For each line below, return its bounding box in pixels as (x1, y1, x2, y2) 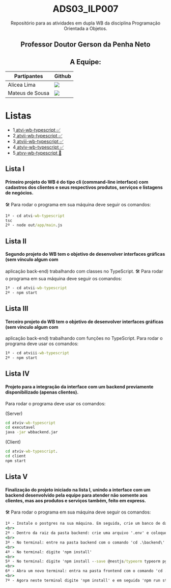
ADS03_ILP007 (52, 3, 119, 15)
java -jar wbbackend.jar (5, 430, 58, 435)
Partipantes (14, 72, 43, 80)
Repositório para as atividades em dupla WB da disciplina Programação (10, 20, 161, 26)
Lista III (5, 304, 28, 313)
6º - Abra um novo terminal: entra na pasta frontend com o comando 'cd (5, 569, 163, 574)
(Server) (5, 410, 23, 416)
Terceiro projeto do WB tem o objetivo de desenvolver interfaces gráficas (5, 318, 164, 325)
